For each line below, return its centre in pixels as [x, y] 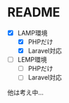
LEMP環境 [32, 60]
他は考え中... [26, 92]
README [34, 12]
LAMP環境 [32, 33]
